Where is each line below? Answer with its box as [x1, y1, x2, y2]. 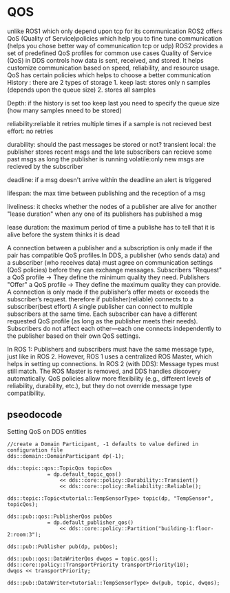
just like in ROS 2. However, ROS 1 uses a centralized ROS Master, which [7, 352, 212, 361]
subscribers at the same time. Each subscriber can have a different [7, 310, 198, 318]
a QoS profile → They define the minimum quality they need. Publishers [7, 273, 210, 281]
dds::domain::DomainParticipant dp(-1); [7, 452, 125, 459]
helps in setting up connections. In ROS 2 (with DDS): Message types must [7, 359, 219, 368]
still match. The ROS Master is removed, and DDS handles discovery [7, 367, 201, 375]
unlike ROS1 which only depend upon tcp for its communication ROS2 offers [7, 27, 222, 35]
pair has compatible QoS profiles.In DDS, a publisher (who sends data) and [7, 251, 220, 259]
